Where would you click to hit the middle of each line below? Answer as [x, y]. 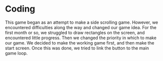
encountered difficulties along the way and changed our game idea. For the [81, 27]
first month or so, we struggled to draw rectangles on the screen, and [75, 32]
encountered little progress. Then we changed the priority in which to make [81, 38]
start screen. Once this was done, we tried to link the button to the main [77, 48]
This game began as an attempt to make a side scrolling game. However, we [82, 22]
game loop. [16, 53]
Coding [20, 9]
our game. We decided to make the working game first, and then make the [80, 43]
